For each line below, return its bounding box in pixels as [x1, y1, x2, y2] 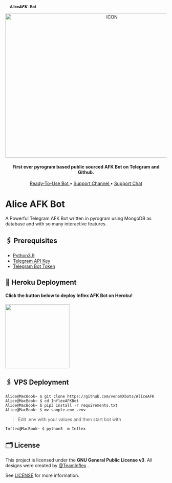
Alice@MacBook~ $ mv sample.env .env [5, 407, 86, 413]
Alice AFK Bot [5, 198, 65, 210]
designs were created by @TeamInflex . [5, 463, 89, 469]
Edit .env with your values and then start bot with [17, 416, 121, 423]
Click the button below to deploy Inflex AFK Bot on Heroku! [5, 292, 133, 299]
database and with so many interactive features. [5, 221, 107, 227]
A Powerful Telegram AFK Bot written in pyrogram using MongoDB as [5, 215, 152, 222]
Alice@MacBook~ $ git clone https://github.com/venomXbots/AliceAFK [5, 394, 155, 399]
